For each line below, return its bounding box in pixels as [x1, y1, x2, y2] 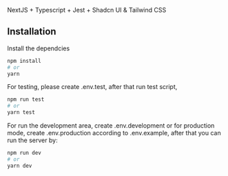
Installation [7, 26, 56, 37]
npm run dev [7, 150, 41, 157]
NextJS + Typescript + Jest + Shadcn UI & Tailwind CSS [7, 6, 167, 14]
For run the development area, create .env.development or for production [7, 121, 215, 130]
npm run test [7, 96, 45, 103]
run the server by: [7, 136, 58, 144]
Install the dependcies [7, 44, 70, 52]
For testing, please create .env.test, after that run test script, [7, 83, 178, 91]
